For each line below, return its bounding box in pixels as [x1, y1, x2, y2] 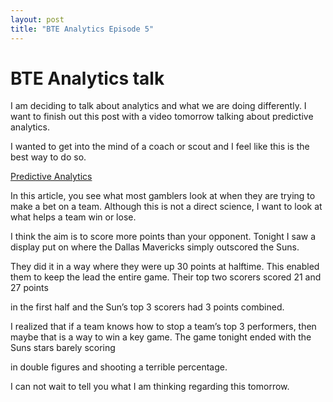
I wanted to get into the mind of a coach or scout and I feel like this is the [10, 141, 310, 153]
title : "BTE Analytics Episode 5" [10, 24, 155, 34]
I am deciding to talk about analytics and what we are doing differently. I [10, 100, 307, 112]
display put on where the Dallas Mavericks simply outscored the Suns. [10, 241, 300, 253]
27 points [10, 282, 49, 294]
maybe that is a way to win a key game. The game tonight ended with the [10, 331, 312, 343]
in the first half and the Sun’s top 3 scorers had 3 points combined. [10, 301, 285, 313]
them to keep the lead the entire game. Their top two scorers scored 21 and [10, 271, 322, 283]
